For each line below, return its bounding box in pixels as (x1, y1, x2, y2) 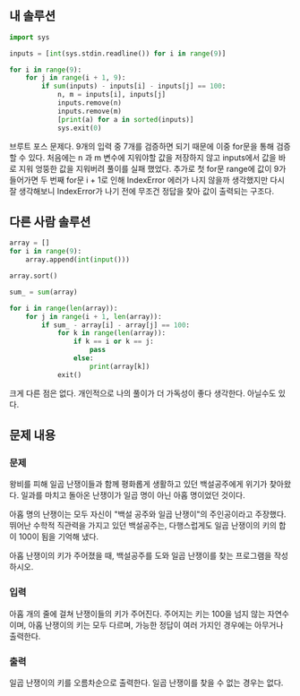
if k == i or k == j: (73, 337, 154, 347)
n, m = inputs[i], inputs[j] (56, 90, 167, 99)
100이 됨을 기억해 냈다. (18, 531, 99, 542)
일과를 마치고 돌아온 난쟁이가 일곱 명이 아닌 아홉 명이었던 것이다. (21, 490, 245, 501)
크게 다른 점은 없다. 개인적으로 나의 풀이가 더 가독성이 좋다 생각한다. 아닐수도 (9, 388, 277, 399)
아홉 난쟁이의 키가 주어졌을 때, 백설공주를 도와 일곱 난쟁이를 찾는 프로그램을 (9, 550, 272, 562)
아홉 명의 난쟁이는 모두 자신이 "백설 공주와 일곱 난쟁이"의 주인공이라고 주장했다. (9, 509, 287, 520)
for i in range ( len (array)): (9, 304, 118, 313)
